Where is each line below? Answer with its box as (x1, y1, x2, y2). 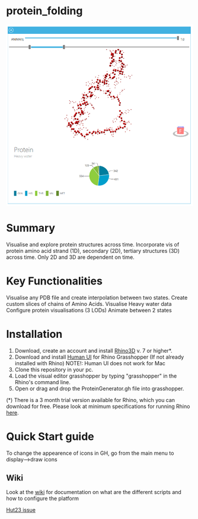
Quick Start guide (6, 429, 94, 443)
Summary (6, 221, 55, 235)
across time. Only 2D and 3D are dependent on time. (6, 254, 135, 261)
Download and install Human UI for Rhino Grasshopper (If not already (14, 353, 184, 360)
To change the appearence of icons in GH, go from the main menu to (6, 450, 174, 457)
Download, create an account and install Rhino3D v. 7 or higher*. (14, 347, 173, 354)
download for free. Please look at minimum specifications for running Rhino (6, 403, 190, 410)
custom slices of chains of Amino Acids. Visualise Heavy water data (6, 300, 172, 307)
